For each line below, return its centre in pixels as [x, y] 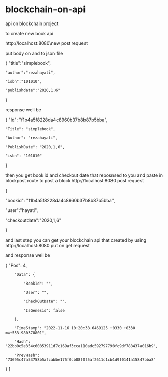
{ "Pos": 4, [16, 265]
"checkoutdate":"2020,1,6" [33, 220]
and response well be [28, 255]
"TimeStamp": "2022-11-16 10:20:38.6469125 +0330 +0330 [75, 328]
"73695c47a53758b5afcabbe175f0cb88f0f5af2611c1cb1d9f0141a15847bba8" [81, 359]
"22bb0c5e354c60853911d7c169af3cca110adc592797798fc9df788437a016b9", [82, 346]
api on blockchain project [32, 23]
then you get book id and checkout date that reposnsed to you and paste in [84, 175]
